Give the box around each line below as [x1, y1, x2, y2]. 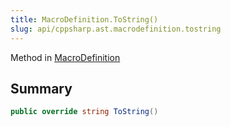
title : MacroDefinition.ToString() [10, 14, 159, 25]
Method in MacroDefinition [10, 51, 121, 63]
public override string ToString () [10, 107, 159, 117]
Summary [10, 80, 73, 97]
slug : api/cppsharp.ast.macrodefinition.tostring [10, 24, 222, 34]
